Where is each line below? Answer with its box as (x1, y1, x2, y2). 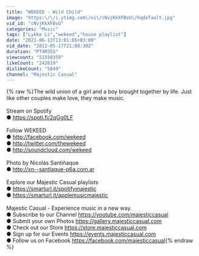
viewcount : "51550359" (6, 54, 64, 60)
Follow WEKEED (6, 127, 47, 134)
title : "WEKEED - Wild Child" (6, 9, 83, 15)
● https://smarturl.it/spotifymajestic (6, 185, 97, 193)
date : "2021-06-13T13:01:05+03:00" (6, 37, 97, 43)
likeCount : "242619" (6, 60, 59, 66)
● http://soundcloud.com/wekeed (6, 146, 92, 154)
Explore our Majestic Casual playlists (6, 179, 99, 186)
